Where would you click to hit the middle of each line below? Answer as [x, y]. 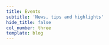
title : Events [24, 11]
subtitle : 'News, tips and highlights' [55, 17]
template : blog [25, 33]
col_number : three [29, 28]
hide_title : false [29, 22]
